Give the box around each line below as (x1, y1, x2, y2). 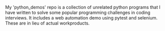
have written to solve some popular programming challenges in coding (5, 9, 151, 15)
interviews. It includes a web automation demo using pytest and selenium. (5, 15, 158, 20)
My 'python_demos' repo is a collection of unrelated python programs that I (5, 4, 161, 10)
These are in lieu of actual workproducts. (5, 20, 90, 26)
